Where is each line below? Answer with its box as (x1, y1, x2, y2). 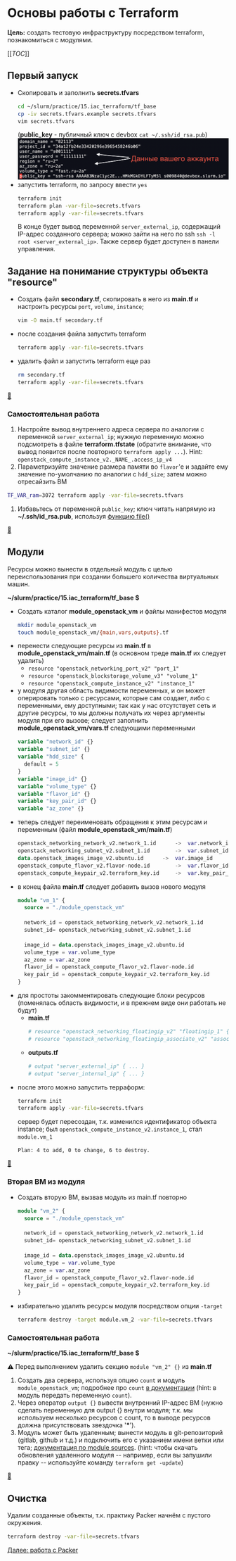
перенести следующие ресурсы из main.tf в (17, 642, 152, 650)
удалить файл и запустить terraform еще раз (17, 357, 151, 365)
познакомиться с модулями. (7, 35, 93, 44)
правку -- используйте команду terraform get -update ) (17, 1458, 184, 1467)
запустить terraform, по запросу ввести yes (17, 180, 147, 189)
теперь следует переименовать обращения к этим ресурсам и (17, 818, 208, 826)
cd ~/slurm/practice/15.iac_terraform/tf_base (17, 103, 157, 110)
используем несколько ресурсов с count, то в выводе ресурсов (17, 1413, 211, 1422)
